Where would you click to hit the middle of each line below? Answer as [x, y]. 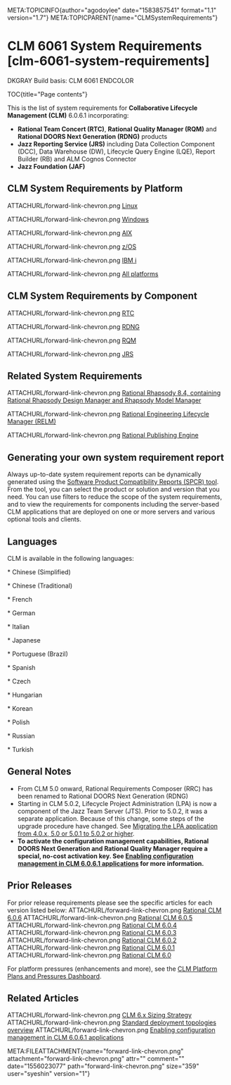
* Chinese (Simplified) [39, 572]
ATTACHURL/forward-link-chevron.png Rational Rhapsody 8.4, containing [114, 393]
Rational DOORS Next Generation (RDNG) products [92, 136]
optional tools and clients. [45, 519]
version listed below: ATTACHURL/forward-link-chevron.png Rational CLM [114, 910]
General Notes [39, 772]
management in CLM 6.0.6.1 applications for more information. [111, 863]
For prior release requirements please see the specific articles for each [110, 903]
